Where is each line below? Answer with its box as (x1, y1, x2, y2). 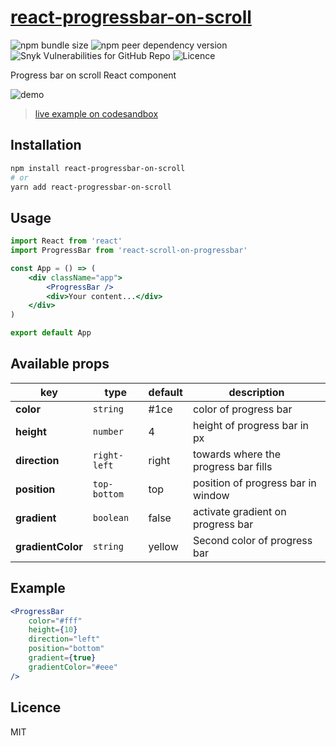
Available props (10, 356, 110, 373)
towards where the (192, 447, 281, 461)
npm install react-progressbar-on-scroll (10, 163, 186, 173)
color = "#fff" (28, 616, 83, 626)
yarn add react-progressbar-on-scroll (10, 182, 172, 192)
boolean (92, 512, 130, 523)
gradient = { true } (28, 653, 97, 663)
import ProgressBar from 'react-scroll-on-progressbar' (10, 246, 248, 256)
